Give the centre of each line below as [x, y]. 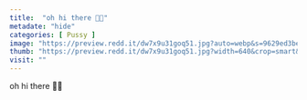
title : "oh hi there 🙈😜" [58, 18]
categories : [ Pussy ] [53, 35]
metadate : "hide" [42, 26]
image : [22, 43]
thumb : [22, 52]
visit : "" [28, 60]
